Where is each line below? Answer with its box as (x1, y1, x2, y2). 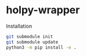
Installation (6, 23, 33, 29)
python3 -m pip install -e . (6, 44, 77, 50)
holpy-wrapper (6, 3, 80, 17)
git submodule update (6, 39, 59, 45)
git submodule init (6, 33, 53, 39)
